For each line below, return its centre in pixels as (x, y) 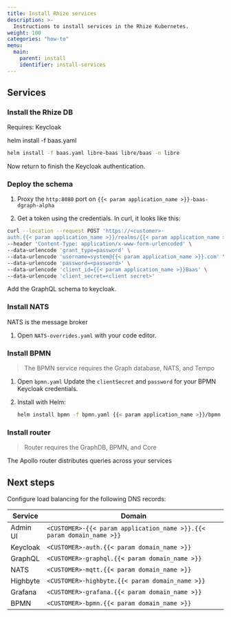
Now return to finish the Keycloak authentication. (76, 167)
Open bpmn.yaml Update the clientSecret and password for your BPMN (117, 381)
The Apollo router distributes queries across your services (89, 461)
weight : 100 (24, 33)
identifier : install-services (63, 65)
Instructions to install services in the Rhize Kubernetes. (101, 26)
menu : (15, 45)
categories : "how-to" (38, 39)
